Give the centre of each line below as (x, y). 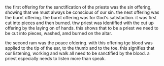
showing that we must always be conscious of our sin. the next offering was (82, 12)
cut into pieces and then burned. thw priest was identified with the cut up (80, 23)
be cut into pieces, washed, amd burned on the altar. (59, 33)
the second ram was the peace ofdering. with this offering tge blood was (79, 43)
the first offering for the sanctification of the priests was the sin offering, (78, 7)
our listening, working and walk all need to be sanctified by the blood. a (78, 53)
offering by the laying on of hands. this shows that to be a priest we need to (82, 28)
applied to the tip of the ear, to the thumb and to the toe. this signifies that (80, 48)
